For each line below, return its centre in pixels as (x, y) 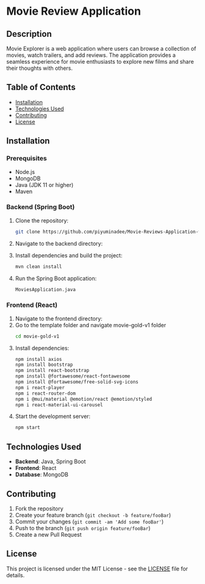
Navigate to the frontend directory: (59, 318)
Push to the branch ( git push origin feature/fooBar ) (83, 528)
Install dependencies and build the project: (69, 255)
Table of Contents (41, 87)
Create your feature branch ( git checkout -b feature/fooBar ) (93, 515)
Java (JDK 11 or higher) (44, 184)
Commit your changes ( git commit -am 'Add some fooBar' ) (89, 521)
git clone (28, 232)
